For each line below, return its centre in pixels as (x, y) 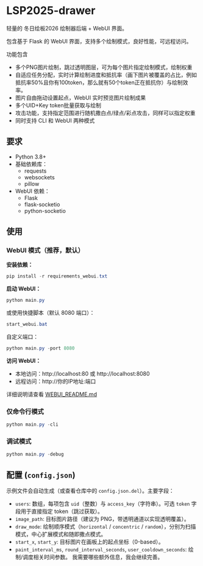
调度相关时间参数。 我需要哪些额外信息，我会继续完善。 (93, 557)
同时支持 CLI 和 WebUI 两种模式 (55, 120)
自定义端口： (22, 337)
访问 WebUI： (24, 360)
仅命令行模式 (25, 411)
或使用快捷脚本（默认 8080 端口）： (51, 313)
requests (35, 171)
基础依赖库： (31, 164)
